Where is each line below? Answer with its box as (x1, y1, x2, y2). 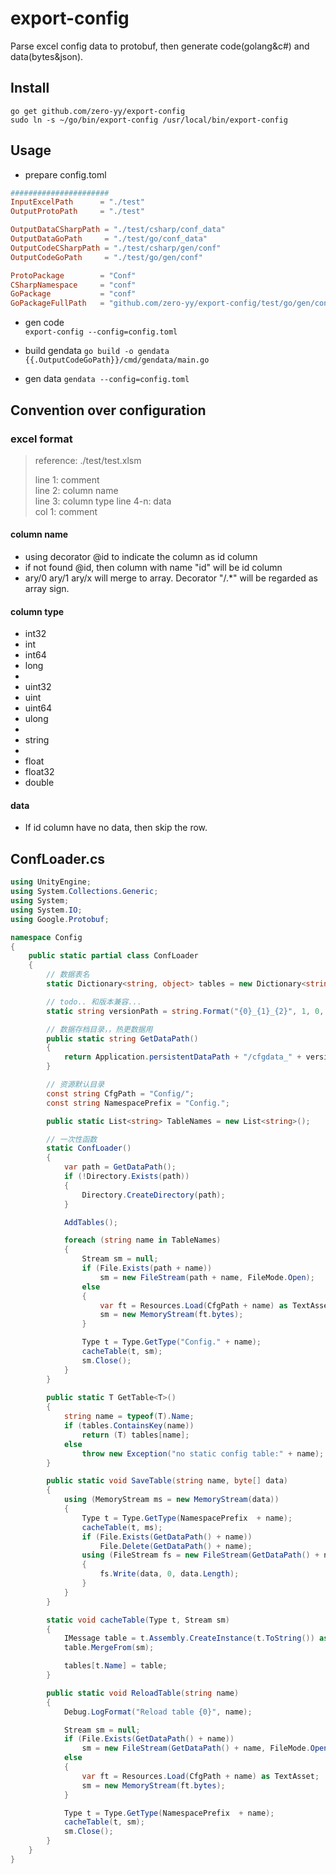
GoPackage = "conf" (10, 289, 137, 299)
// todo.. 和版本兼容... (46, 997, 142, 1007)
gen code (24, 317, 65, 329)
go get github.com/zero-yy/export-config (10, 106, 186, 116)
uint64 (24, 702, 53, 714)
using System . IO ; (10, 905, 83, 915)
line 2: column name (34, 484, 119, 496)
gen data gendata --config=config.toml (24, 373, 190, 385)
